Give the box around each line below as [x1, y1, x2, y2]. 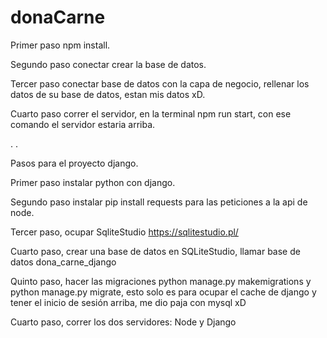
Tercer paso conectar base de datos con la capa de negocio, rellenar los [10, 77, 310, 90]
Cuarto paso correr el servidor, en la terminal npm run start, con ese [10, 107, 292, 120]
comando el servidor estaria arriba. [10, 118, 156, 130]
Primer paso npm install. [10, 39, 111, 51]
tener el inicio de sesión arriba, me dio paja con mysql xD [10, 296, 247, 308]
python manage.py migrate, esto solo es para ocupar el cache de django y [10, 286, 317, 298]
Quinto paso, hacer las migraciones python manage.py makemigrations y [10, 275, 312, 287]
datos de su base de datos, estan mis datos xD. [10, 88, 206, 100]
